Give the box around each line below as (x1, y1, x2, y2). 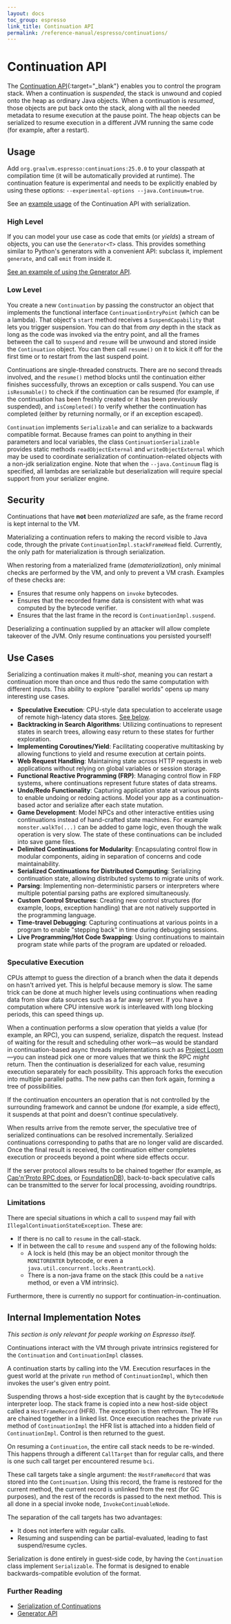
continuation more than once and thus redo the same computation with (7, 678, 209, 686)
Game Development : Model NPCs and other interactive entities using (17, 808, 214, 816)
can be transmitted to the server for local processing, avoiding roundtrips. (7, 1181, 217, 1189)
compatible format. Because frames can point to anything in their (7, 430, 192, 438)
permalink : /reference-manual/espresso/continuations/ (7, 29, 168, 37)
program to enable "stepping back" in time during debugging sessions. (17, 926, 219, 934)
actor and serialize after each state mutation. (37, 801, 164, 810)
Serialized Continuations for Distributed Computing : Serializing (17, 867, 201, 875)
